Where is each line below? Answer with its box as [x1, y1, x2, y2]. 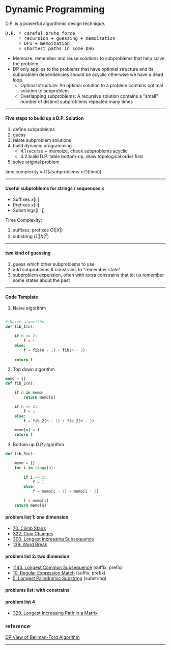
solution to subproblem [20, 88, 69, 94]
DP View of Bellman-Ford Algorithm [5, 634, 80, 640]
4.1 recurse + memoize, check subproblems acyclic [20, 148, 128, 154]
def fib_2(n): [5, 381, 36, 386]
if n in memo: [14, 390, 44, 396]
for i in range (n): [14, 465, 56, 470]
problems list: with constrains [5, 587, 70, 593]
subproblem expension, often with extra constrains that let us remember [12, 272, 164, 278]
